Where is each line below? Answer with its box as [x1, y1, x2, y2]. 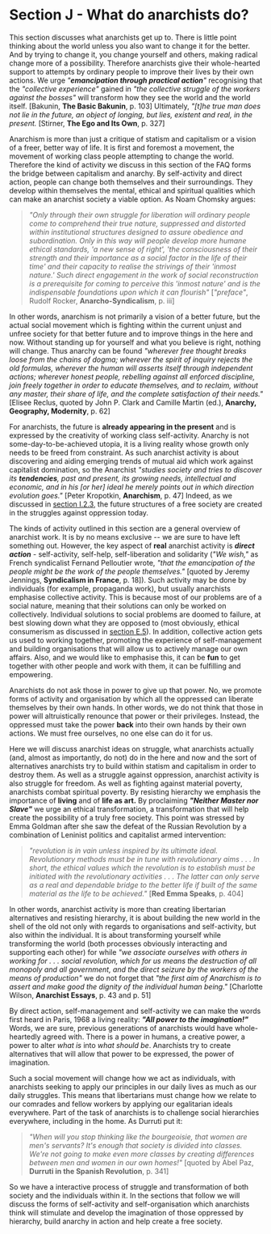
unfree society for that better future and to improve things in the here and [9, 329, 253, 338]
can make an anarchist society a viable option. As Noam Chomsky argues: [9, 194, 256, 204]
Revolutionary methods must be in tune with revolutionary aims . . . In [28, 854, 261, 863]
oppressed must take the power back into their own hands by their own [9, 719, 247, 729]
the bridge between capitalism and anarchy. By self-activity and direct [9, 168, 243, 178]
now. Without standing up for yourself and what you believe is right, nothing [9, 337, 261, 347]
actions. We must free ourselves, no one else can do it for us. [9, 728, 213, 738]
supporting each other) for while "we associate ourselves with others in [9, 947, 248, 956]
